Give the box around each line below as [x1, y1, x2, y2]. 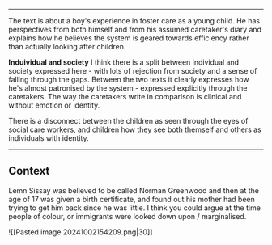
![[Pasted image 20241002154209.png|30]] [8, 227, 153, 237]
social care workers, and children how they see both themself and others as [8, 125, 261, 134]
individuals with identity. [8, 133, 89, 142]
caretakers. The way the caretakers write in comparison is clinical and [8, 92, 242, 101]
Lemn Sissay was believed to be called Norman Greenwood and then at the [8, 185, 259, 195]
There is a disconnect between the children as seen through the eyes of [8, 116, 249, 125]
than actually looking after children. [8, 42, 126, 51]
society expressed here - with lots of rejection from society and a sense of [8, 66, 257, 75]
